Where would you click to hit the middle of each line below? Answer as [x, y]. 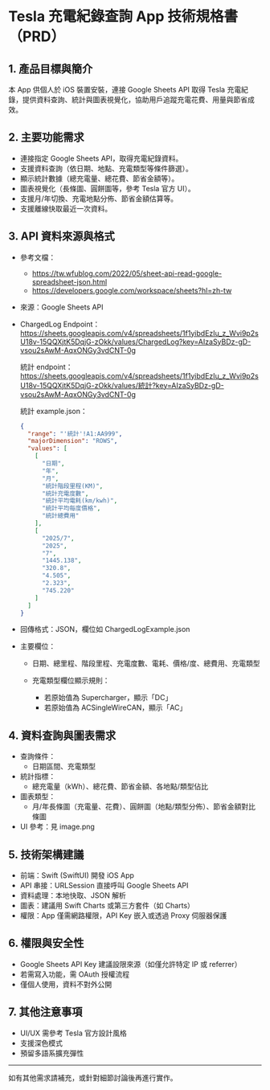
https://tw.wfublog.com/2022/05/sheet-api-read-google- [127, 273]
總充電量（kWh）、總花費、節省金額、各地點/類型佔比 [120, 787]
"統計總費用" [60, 516]
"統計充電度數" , [65, 494]
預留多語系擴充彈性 [52, 1053]
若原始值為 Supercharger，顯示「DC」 [108, 698]
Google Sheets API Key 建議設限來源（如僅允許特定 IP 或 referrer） [131, 964]
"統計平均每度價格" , [71, 508]
